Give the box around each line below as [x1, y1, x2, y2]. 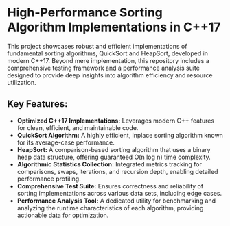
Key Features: [7, 98, 68, 110]
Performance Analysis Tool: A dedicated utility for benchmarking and [16, 197, 216, 205]
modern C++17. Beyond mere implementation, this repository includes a [7, 56, 209, 64]
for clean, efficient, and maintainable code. [16, 123, 139, 131]
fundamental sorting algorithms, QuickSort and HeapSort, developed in [7, 49, 208, 58]
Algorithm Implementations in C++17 [7, 19, 221, 35]
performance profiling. [16, 175, 81, 183]
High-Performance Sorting [7, 5, 163, 21]
